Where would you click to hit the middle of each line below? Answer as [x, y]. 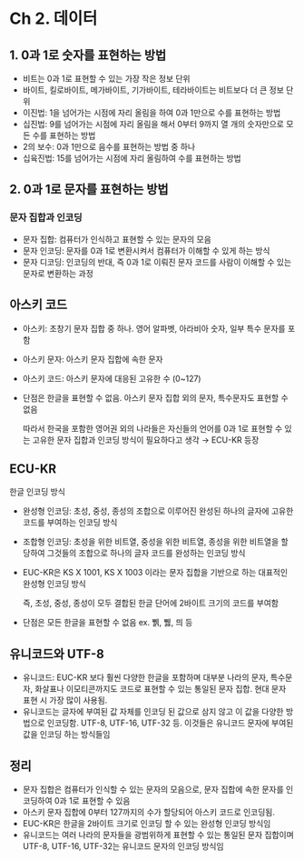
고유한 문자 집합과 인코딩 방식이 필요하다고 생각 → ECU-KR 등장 [146, 440]
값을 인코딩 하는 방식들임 [66, 735]
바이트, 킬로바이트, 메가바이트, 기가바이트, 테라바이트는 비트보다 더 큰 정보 [153, 90]
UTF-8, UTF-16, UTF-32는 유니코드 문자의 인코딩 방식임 [123, 845]
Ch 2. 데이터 [54, 19]
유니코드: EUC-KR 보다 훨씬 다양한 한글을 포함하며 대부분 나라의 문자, [146, 677]
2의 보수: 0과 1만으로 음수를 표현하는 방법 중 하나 [109, 147]
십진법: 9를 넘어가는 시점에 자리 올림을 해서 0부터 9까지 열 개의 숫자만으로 [153, 124]
